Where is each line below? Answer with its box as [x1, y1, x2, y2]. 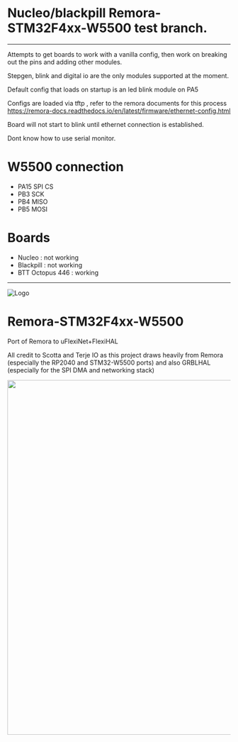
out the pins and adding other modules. [7, 57, 123, 66]
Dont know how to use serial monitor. [7, 133, 116, 143]
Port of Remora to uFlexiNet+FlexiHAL [7, 337, 118, 345]
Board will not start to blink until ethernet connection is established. [7, 120, 204, 128]
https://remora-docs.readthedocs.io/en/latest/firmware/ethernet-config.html [7, 106, 232, 115]
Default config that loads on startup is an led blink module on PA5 [7, 85, 199, 94]
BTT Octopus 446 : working [17, 268, 99, 277]
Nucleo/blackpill [7, 5, 106, 21]
